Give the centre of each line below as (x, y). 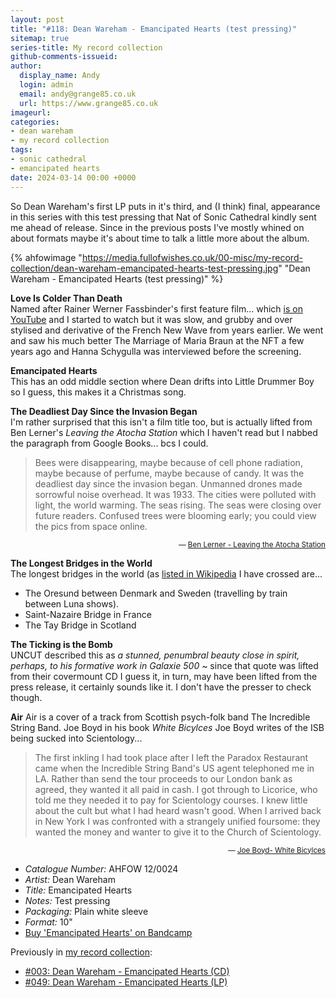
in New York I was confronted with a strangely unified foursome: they (177, 821)
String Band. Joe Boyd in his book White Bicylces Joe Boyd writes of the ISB (167, 727)
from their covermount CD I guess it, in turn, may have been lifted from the (164, 676)
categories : (35, 122)
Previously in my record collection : (81, 952)
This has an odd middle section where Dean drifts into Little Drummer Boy (162, 381)
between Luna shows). (72, 603)
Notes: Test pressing (67, 900)
